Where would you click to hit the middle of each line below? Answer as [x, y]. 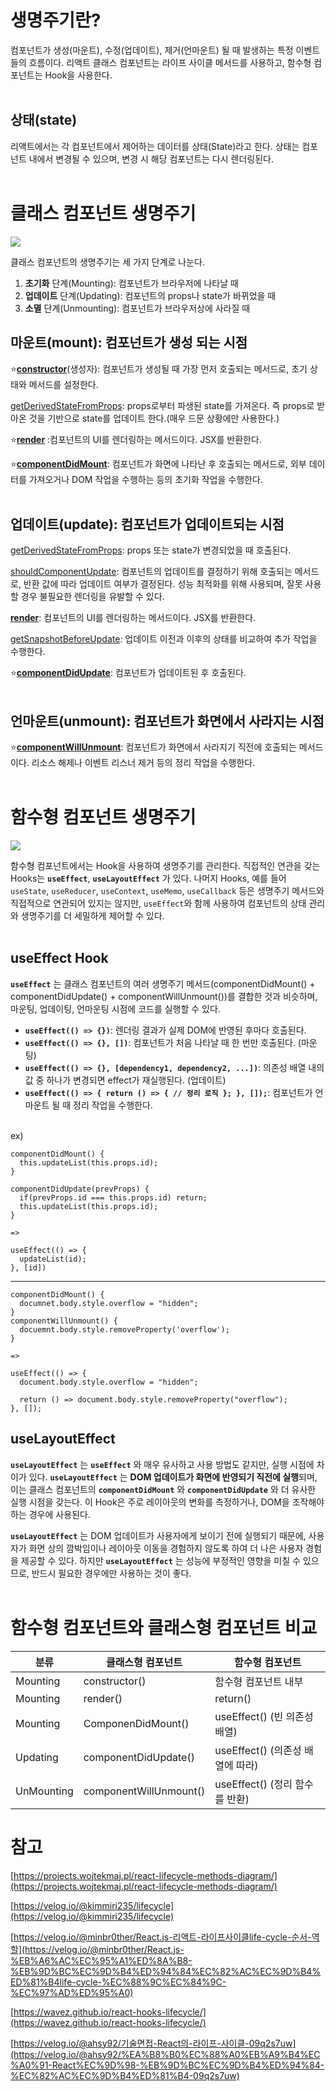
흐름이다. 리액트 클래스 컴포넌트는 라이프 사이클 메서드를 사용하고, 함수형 [170, 62]
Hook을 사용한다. [78, 75]
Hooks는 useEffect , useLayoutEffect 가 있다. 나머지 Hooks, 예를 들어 [148, 878]
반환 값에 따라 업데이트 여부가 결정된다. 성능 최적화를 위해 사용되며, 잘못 [163, 584]
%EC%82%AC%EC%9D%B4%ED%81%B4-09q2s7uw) [125, 2075]
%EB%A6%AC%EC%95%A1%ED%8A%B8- [101, 1960]
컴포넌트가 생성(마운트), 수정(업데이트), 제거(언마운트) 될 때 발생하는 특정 [152, 50]
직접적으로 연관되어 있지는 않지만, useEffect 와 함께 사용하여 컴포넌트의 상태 [158, 903]
